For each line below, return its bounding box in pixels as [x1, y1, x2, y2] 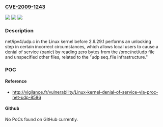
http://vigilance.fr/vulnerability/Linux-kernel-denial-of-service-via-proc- [12, 89, 159, 95]
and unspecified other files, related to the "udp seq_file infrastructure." [5, 54, 148, 60]
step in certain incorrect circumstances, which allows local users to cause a [5, 43, 159, 49]
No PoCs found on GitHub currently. [5, 116, 78, 122]
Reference [5, 78, 27, 84]
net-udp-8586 [12, 94, 42, 100]
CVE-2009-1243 [5, 3, 46, 10]
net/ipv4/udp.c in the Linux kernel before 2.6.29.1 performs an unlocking [5, 38, 151, 44]
